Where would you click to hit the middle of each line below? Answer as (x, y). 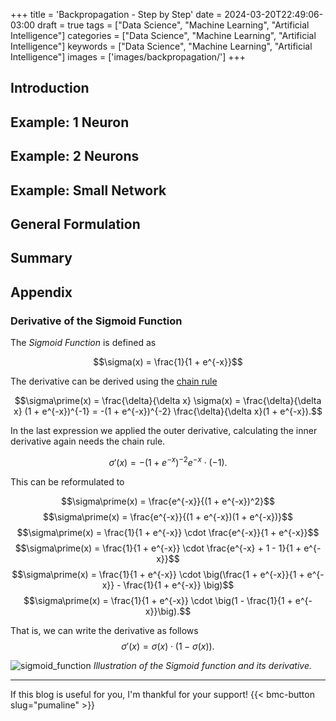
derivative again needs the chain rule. (88, 441)
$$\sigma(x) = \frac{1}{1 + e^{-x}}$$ (168, 362)
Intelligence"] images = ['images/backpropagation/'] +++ (128, 57)
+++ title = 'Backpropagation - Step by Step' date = (116, 14)
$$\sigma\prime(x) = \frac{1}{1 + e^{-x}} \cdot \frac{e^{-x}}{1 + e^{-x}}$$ (168, 532)
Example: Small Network (88, 190)
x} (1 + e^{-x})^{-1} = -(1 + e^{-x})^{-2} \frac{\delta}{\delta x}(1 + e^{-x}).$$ (168, 411)
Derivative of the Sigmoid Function (96, 321)
